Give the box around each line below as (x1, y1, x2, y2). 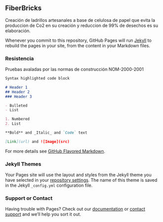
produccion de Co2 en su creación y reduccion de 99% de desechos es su (5, 22, 159, 28)
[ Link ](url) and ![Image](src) (5, 139, 70, 144)
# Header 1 (5, 84, 28, 90)
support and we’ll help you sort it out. (5, 211, 81, 218)
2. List (5, 121, 21, 126)
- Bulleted (5, 103, 28, 108)
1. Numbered (5, 117, 30, 122)
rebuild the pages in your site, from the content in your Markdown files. (5, 42, 150, 49)
